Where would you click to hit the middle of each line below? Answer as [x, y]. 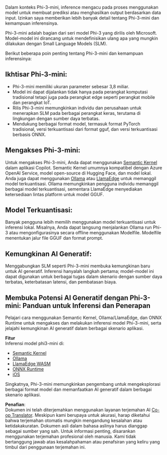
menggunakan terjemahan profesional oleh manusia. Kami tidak [71, 436]
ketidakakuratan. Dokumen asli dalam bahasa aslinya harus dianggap [76, 426]
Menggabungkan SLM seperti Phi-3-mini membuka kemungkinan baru [78, 266]
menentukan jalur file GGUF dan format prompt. [54, 238]
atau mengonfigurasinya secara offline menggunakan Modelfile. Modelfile [85, 233]
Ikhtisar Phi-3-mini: [36, 74]
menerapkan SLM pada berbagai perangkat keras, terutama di [76, 113]
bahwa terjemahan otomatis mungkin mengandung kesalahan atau [74, 420]
